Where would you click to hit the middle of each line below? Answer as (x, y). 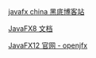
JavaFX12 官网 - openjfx (48, 45)
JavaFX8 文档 (31, 29)
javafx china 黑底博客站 (46, 12)
